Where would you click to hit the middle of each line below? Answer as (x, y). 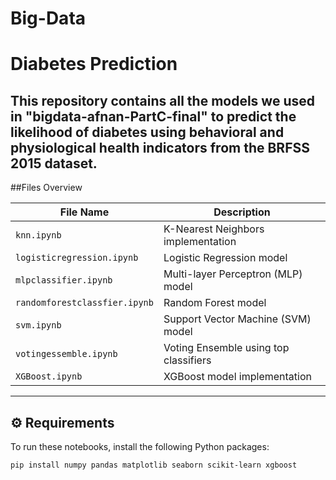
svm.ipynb (38, 325)
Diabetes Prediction (94, 64)
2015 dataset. (54, 163)
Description (242, 212)
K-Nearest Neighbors (214, 229)
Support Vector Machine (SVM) (237, 319)
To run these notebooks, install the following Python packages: (140, 446)
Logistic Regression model (225, 258)
